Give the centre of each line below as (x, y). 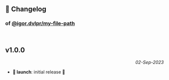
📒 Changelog (26, 9)
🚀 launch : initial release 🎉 (39, 72)
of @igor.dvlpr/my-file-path (40, 23)
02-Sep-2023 (150, 62)
